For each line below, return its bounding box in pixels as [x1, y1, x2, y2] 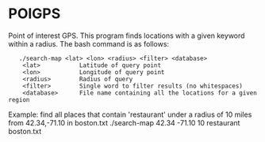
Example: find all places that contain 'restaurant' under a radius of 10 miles [8, 110, 252, 119]
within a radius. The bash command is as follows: [8, 39, 169, 48]
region [8, 95, 30, 103]
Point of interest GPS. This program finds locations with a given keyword [8, 31, 245, 40]
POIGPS [8, 5, 61, 23]
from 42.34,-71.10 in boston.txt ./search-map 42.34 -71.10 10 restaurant [8, 118, 240, 127]
